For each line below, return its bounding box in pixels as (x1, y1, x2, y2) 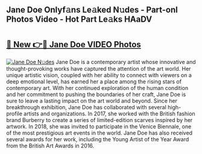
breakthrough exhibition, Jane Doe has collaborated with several (6, 104, 167, 111)
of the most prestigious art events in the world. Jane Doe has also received (6, 129, 193, 136)
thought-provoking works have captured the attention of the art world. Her (6, 65, 191, 72)
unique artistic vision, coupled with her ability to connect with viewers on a (6, 72, 192, 79)
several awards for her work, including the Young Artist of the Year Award (6, 136, 189, 143)
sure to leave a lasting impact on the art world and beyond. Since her (6, 97, 178, 104)
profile (6, 110, 23, 117)
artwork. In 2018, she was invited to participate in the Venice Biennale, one (6, 123, 192, 130)
